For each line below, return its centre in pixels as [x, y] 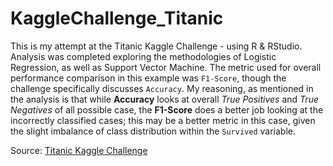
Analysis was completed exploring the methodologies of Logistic [143, 56]
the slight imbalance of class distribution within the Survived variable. [153, 131]
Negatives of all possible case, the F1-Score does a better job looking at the [167, 109]
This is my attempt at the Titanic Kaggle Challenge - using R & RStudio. [156, 46]
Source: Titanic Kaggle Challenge [79, 150]
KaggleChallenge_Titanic [117, 18]
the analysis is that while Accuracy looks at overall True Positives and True [164, 99]
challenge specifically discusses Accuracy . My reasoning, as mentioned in [162, 88]
